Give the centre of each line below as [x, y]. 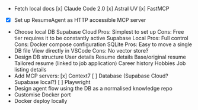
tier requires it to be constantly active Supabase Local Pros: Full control [101, 38]
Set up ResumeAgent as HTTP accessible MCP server [80, 20]
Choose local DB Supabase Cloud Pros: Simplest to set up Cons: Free [99, 32]
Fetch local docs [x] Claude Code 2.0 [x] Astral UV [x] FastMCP [92, 9]
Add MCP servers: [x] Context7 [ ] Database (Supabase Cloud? [91, 76]
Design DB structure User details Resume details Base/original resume [100, 57]
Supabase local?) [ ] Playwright [52, 82]
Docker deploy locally [41, 101]
